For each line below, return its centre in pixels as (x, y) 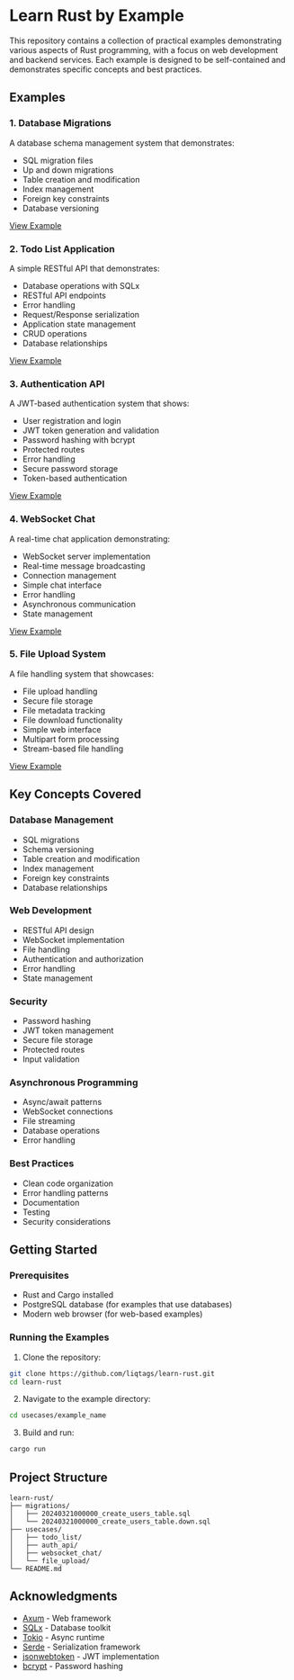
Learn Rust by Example (97, 16)
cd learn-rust (36, 1382)
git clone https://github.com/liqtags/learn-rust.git (112, 1373)
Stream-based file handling (73, 749)
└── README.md (36, 1568)
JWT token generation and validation (91, 431)
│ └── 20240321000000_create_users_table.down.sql (110, 1522)
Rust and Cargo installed (68, 1295)
